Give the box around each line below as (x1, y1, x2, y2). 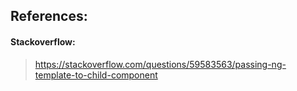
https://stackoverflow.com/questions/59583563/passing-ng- (34, 58, 287, 70)
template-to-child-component (34, 69, 158, 81)
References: (10, 8, 88, 25)
